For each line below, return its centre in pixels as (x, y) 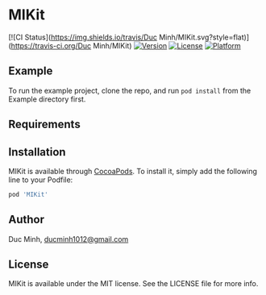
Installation (37, 152)
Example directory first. (47, 99)
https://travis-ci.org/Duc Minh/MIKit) (71, 45)
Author (26, 220)
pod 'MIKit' (28, 194)
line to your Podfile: (41, 180)
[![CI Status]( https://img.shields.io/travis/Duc (83, 37)
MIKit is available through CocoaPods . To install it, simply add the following (133, 171)
